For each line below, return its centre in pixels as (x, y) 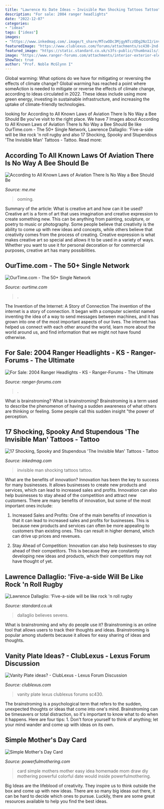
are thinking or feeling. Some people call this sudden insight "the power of (80, 411)
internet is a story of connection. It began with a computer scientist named (80, 311)
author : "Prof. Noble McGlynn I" (39, 64)
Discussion (22, 664)
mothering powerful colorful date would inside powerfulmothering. (84, 776)
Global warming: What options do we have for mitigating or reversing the (78, 78)
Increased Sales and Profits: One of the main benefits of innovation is (82, 515)
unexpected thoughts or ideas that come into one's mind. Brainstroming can (82, 709)
